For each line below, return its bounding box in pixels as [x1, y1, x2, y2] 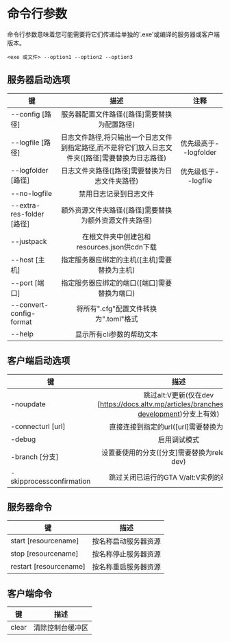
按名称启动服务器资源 [92, 536, 161, 546]
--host [10, 255, 34, 264]
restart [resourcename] [10, 562, 86, 571]
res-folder [10, 209, 44, 219]
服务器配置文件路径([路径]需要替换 [61, 109, 172, 119]
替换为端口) [98, 288, 136, 298]
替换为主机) [98, 265, 136, 275]
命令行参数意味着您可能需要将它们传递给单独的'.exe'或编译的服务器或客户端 [7, 30, 220, 38]
